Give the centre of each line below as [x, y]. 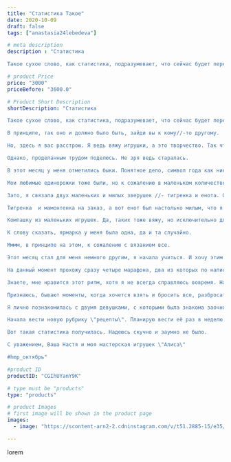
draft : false [26, 26]
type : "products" [32, 395]
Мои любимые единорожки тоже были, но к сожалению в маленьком [100, 183]
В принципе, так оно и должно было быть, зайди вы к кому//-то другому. [113, 133]
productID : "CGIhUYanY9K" [44, 376]
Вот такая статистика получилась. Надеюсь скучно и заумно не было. [107, 332]
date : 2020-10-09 [32, 20]
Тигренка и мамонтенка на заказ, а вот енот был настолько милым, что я [115, 208]
